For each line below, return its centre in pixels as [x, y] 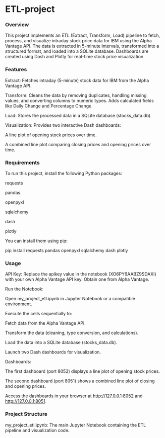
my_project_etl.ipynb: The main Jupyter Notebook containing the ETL [76, 425]
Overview [17, 25]
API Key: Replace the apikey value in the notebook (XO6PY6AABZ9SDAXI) [81, 274]
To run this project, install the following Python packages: [64, 174]
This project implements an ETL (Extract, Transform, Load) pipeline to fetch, [82, 35]
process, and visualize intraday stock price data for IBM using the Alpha [79, 41]
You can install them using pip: [36, 241]
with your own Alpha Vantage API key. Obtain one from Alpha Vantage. [77, 279]
